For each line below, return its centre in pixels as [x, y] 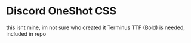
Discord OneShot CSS [61, 11]
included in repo [26, 33]
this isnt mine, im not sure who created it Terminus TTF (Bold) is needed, [95, 27]
